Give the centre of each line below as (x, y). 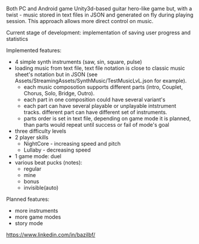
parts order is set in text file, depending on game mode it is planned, (107, 118)
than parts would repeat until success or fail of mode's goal (96, 125)
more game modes (38, 217)
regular (32, 169)
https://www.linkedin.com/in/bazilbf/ (51, 235)
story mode (29, 223)
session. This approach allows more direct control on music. (80, 21)
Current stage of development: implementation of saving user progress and (99, 33)
